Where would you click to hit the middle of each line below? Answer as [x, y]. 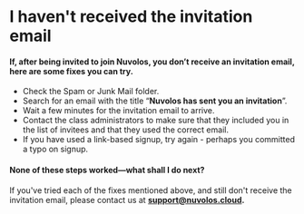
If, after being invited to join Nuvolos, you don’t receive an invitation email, [152, 62]
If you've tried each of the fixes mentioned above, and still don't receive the [151, 190]
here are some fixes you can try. [71, 71]
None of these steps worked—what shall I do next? [107, 170]
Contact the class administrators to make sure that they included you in [156, 121]
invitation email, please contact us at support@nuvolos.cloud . [127, 199]
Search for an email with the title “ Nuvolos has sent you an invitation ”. [155, 101]
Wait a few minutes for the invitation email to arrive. [118, 111]
